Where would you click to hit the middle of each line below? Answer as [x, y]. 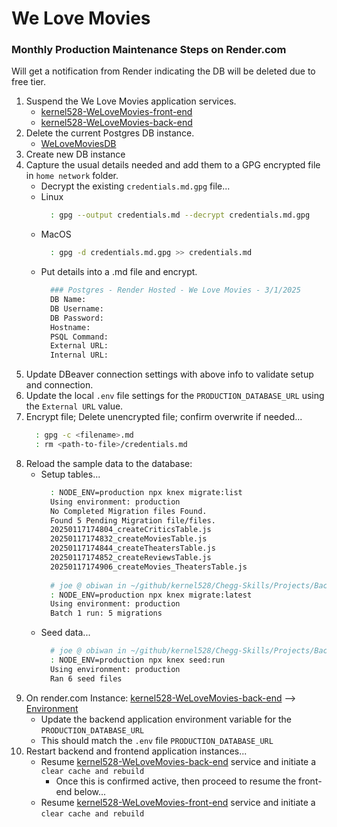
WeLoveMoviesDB [78, 144]
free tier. [29, 82]
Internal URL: [79, 355]
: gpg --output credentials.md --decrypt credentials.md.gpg [180, 215]
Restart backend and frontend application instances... [136, 751]
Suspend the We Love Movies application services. [131, 101]
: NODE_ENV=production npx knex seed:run [137, 660]
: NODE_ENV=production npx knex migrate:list [146, 492]
